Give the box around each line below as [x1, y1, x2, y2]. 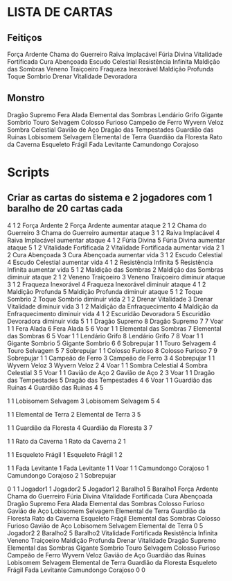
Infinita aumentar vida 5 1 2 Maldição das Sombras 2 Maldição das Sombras [7, 265, 224, 274]
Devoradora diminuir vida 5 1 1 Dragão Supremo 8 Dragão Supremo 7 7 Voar [7, 317, 224, 325]
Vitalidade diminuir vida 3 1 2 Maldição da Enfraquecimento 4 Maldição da [7, 302, 219, 311]
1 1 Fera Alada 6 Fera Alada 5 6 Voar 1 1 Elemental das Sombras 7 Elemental [7, 324, 222, 333]
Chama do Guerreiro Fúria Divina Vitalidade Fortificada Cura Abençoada [7, 492, 213, 500]
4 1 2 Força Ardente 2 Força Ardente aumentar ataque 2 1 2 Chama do [7, 221, 207, 229]
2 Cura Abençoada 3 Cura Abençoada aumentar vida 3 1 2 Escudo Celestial [7, 250, 223, 259]
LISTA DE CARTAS [7, 4, 113, 20]
